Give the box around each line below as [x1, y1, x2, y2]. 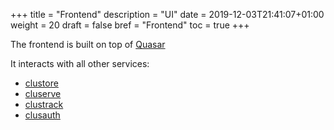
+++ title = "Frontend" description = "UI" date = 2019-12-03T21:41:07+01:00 [10, 9, 325, 20]
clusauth [24, 109, 61, 121]
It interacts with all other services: [10, 58, 150, 69]
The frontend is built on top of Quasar [10, 39, 166, 50]
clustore [24, 77, 59, 89]
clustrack [24, 99, 64, 110]
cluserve [24, 88, 62, 99]
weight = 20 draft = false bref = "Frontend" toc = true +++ [10, 19, 250, 31]
